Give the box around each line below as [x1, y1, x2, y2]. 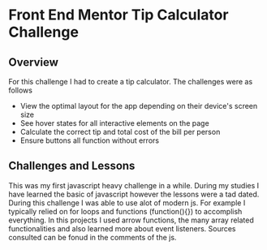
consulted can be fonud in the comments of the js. [8, 232, 177, 242]
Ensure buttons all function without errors [19, 136, 160, 145]
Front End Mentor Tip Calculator [8, 6, 229, 24]
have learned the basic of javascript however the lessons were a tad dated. [8, 189, 260, 199]
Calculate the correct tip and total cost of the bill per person [19, 127, 221, 136]
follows [8, 85, 32, 95]
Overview [8, 55, 59, 69]
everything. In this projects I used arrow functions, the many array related [8, 215, 254, 225]
